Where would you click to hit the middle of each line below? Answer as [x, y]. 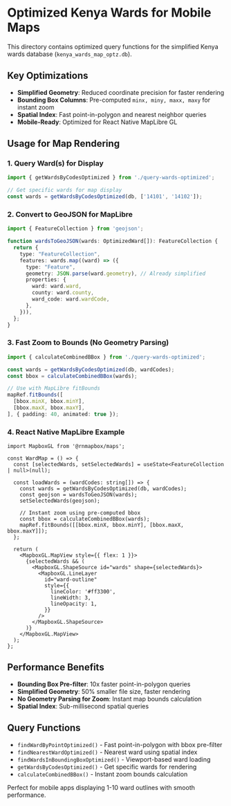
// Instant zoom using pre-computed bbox [80, 513]
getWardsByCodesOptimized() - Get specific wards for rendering [107, 767]
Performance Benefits [56, 667]
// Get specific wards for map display [65, 190]
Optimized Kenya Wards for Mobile [109, 13]
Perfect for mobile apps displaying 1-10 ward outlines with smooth [101, 787]
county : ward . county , [63, 293]
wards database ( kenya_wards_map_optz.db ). [70, 54]
